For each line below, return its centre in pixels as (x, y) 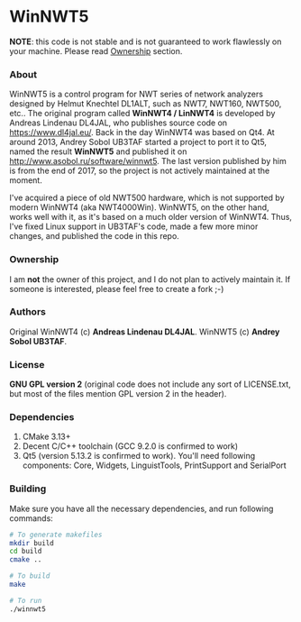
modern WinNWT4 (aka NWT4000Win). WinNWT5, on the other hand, (139, 207)
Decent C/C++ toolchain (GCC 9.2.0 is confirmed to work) (130, 446)
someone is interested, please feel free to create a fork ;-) (117, 288)
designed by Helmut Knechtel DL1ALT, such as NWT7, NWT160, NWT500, (146, 104)
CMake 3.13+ (46, 437)
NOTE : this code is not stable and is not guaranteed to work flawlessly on (146, 41)
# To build (30, 576)
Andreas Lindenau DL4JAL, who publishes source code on (119, 123)
